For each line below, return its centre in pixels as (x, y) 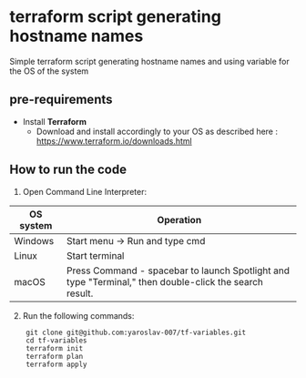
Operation (179, 220)
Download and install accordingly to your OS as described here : (157, 131)
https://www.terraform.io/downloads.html (114, 141)
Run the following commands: (78, 315)
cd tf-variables (57, 340)
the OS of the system (49, 71)
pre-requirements (61, 100)
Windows (34, 240)
